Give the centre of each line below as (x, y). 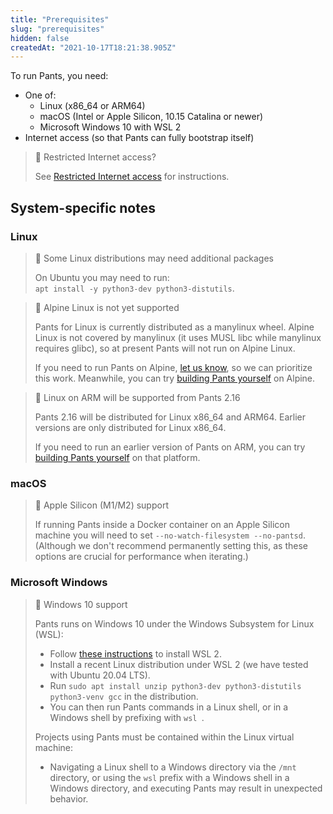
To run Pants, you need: (59, 76)
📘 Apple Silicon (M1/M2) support (101, 505)
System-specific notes (83, 207)
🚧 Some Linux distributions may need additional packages (154, 258)
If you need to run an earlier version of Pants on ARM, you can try (170, 447)
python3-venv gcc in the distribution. (124, 696)
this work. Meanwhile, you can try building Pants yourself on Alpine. (175, 378)
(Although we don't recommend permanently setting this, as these (171, 546)
